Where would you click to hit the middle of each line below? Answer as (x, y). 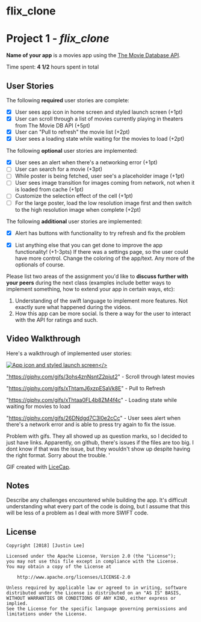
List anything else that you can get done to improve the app (89, 245)
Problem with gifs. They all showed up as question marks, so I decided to (97, 436)
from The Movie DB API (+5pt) (52, 126)
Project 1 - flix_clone (58, 39)
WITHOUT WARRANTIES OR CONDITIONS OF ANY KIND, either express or (91, 599)
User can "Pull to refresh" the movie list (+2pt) (73, 132)
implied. (17, 604)
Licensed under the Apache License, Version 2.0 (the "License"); (91, 556)
